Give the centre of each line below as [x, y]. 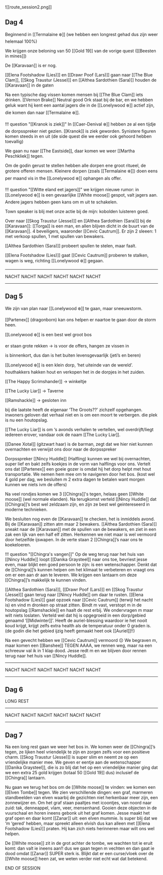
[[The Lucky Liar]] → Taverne [34, 391]
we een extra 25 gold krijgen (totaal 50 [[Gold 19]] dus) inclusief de [72, 773]
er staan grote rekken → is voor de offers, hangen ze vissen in [67, 346]
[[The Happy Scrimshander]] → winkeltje [46, 381]
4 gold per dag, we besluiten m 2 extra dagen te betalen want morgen [75, 479]
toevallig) [14, 141]
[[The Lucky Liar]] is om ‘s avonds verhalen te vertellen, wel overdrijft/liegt [79, 429]
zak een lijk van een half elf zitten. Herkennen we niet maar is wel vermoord [81, 534]
